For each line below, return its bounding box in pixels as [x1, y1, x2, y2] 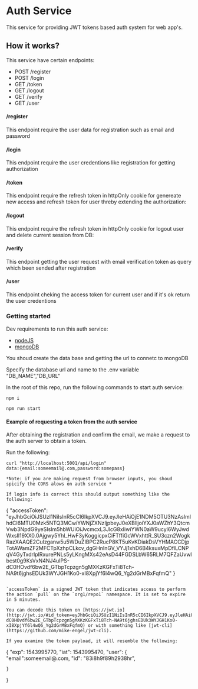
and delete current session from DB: [6, 231, 94, 238]
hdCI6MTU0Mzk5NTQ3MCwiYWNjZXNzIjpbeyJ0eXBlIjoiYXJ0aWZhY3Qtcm [6, 519, 190, 527]
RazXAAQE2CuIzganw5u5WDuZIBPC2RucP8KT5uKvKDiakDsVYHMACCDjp [6, 538, 190, 545]
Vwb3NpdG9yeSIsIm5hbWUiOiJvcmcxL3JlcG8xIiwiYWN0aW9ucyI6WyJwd [6, 526, 190, 533]
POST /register [14, 68, 51, 75]
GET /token [14, 80, 42, 88]
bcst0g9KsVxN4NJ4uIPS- [6, 557, 70, 564]
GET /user [14, 99, 39, 106]
